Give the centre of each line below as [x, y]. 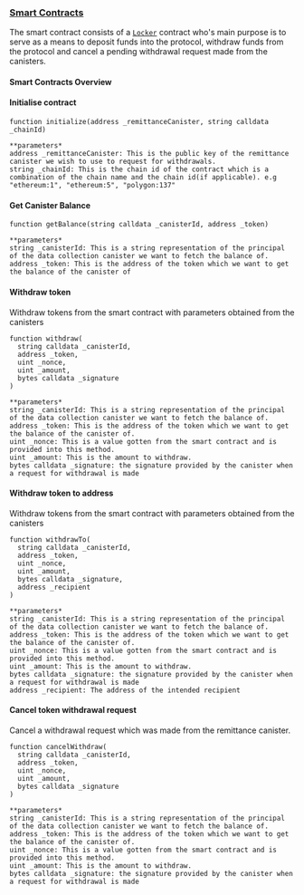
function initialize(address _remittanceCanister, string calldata [139, 122]
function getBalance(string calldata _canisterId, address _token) [139, 225]
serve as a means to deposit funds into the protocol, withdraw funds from [147, 42]
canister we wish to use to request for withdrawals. [113, 162]
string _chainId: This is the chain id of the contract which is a [139, 169]
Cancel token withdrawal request [73, 710]
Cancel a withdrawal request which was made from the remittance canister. [150, 730]
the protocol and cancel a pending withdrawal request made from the [139, 52]
